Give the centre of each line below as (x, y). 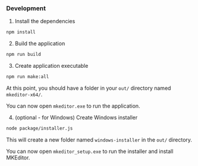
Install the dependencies (45, 21)
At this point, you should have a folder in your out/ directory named (89, 88)
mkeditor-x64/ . (24, 94)
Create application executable (51, 66)
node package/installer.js (40, 128)
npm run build (24, 55)
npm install (21, 32)
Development (26, 8)
